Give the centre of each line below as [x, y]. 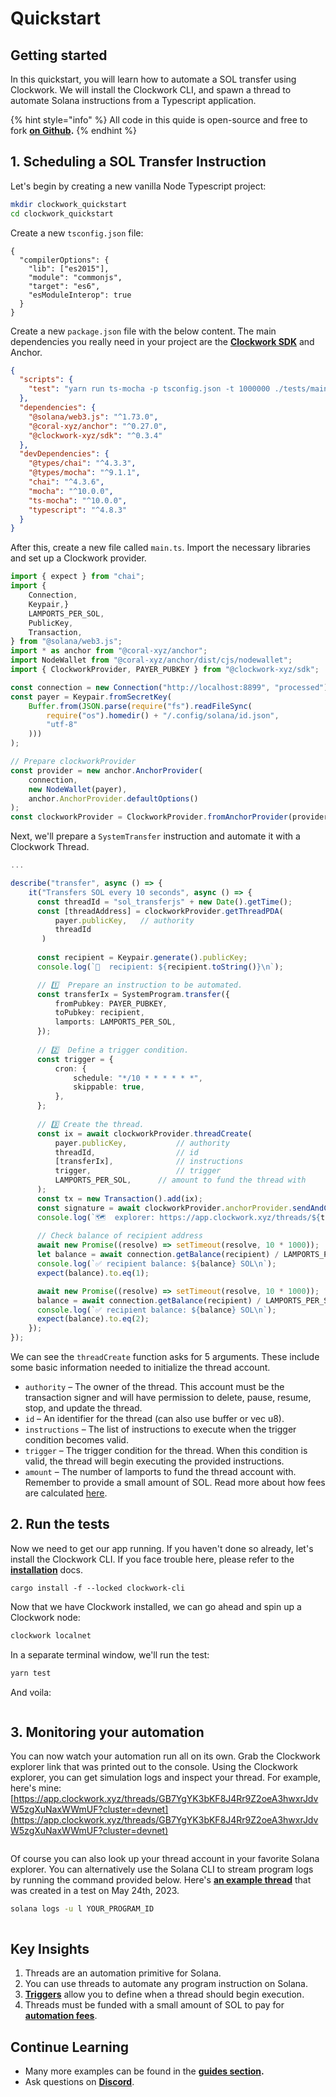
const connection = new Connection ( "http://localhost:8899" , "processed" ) [169, 687]
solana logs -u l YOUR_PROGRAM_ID [82, 1909]
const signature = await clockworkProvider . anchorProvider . [164, 1208]
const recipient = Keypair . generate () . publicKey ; [142, 958]
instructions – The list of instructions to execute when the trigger [160, 1429]
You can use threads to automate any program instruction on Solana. [166, 1984]
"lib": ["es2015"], [69, 268]
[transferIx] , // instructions [149, 1162]
